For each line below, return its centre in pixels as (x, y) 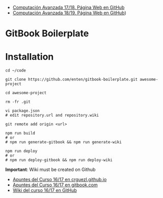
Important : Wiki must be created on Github (50, 170)
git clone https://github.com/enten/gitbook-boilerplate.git (72, 80)
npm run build (20, 133)
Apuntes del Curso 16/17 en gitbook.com (55, 185)
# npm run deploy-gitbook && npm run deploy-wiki (59, 160)
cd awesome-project (26, 93)
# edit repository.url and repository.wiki (52, 115)
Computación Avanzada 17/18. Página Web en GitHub (69, 7)
